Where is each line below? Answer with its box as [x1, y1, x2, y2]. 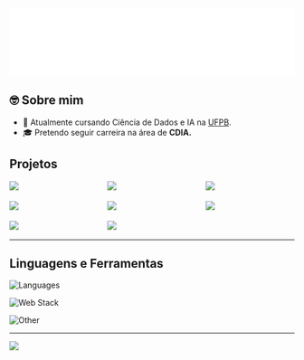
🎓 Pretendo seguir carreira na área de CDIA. [22, 127, 192, 137]
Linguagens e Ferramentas [9, 256, 165, 271]
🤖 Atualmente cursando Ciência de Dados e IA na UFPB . [22, 117, 233, 128]
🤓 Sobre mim [9, 92, 84, 109]
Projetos [9, 156, 58, 172]
